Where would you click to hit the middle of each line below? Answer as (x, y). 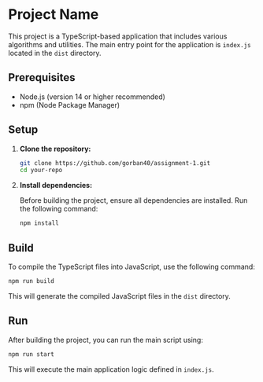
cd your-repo (41, 171)
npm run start (31, 354)
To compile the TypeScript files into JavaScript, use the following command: (132, 266)
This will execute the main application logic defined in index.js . (111, 369)
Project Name (54, 15)
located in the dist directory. (55, 53)
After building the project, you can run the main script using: (106, 340)
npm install (39, 223)
